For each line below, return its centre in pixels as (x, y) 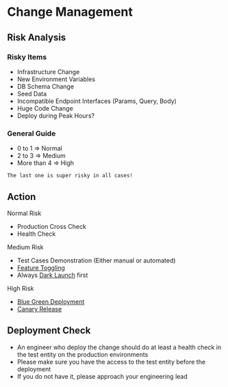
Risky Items (27, 57)
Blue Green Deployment (51, 301)
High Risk (21, 288)
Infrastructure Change (48, 71)
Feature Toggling (41, 267)
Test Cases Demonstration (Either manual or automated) (96, 260)
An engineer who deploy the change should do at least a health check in (119, 347)
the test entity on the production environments (83, 354)
